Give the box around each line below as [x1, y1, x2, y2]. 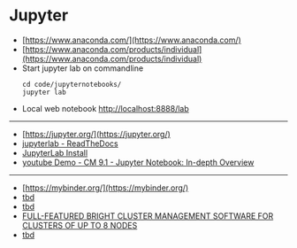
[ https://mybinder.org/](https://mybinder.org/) [21, 182, 189, 193]
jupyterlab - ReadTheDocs [21, 138, 118, 149]
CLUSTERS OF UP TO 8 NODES [21, 220, 138, 230]
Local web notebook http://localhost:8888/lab [21, 103, 190, 113]
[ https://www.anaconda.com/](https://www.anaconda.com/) [21, 35, 241, 45]
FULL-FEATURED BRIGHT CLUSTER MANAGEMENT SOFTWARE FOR [21, 210, 274, 221]
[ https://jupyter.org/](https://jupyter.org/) [21, 128, 171, 139]
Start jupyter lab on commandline [21, 63, 144, 74]
